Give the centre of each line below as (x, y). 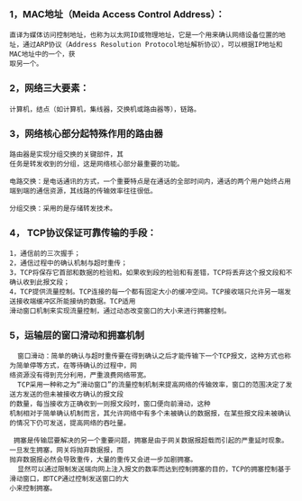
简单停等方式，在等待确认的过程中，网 (76, 366)
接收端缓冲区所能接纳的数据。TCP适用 (76, 302)
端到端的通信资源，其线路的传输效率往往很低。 (83, 191)
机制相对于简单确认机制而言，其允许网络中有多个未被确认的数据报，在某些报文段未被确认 (150, 414)
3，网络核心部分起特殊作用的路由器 (87, 133)
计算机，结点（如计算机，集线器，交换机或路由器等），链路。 (105, 109)
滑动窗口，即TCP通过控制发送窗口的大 (69, 479)
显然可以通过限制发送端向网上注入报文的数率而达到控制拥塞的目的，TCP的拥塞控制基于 (154, 469)
